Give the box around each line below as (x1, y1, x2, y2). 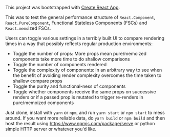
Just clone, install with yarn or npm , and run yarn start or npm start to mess (5, 110, 165, 115)
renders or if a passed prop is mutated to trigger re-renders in (12, 94, 143, 100)
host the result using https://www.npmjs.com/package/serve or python (5, 121, 155, 126)
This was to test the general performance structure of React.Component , (5, 14, 156, 20)
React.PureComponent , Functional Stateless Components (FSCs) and (5, 20, 147, 26)
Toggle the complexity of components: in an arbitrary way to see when (12, 67, 162, 73)
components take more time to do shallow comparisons (12, 56, 130, 62)
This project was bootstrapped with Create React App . (5, 5, 120, 10)
